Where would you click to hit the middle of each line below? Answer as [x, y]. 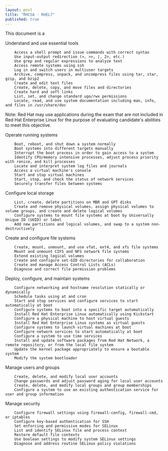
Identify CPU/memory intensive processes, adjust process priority [86, 157]
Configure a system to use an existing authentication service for [86, 390]
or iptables [18, 417]
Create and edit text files [44, 83]
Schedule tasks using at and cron [50, 297]
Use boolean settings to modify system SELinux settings [75, 439]
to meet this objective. [28, 125]
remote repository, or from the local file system [59, 345]
